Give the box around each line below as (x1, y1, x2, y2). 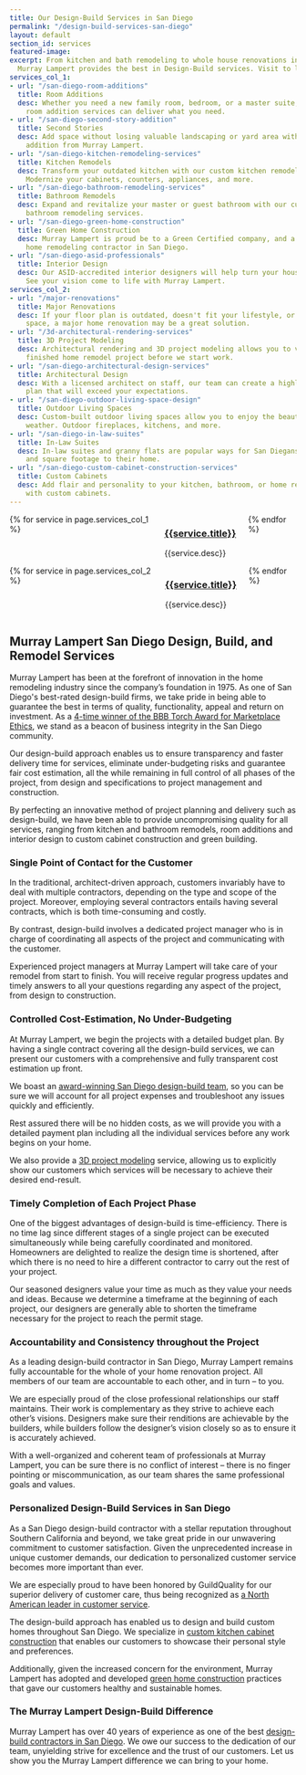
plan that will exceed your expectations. (25, 387, 189, 396)
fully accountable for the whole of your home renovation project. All (9, 1366, 263, 1377)
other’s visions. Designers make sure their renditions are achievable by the (9, 1413, 290, 1424)
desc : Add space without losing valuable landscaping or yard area (17, 132, 280, 142)
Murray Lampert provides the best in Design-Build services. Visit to (17, 65, 291, 74)
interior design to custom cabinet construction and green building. (9, 834, 258, 845)
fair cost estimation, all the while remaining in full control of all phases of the (9, 768, 296, 779)
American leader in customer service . (9, 1599, 150, 1610)
